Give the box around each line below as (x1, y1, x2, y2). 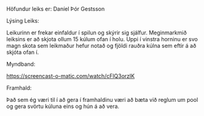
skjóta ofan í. (6, 48, 39, 56)
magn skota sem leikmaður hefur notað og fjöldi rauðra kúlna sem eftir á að (6, 42, 197, 49)
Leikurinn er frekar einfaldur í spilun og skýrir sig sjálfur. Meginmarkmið (6, 29, 187, 36)
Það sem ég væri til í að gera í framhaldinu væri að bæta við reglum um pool (6, 96, 198, 103)
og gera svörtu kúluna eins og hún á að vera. (6, 102, 120, 110)
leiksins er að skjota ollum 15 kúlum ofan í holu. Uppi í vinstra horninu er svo (6, 36, 198, 42)
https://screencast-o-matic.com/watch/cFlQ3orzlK (6, 72, 135, 79)
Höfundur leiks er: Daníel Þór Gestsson (6, 6, 105, 12)
